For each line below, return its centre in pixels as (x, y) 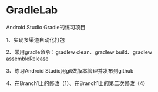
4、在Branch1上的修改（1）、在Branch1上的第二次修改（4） (77, 83)
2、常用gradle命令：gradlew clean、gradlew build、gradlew (79, 52)
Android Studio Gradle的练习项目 (46, 27)
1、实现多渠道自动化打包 (36, 39)
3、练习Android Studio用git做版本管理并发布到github (70, 70)
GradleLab (32, 10)
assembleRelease (27, 59)
